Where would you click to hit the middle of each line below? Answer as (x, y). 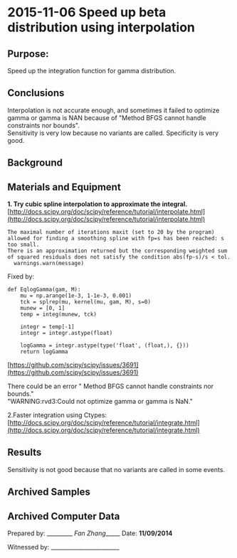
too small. (23, 245)
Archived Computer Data (64, 516)
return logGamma (44, 352)
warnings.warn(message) (49, 264)
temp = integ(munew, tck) (59, 315)
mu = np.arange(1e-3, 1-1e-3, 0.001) (76, 296)
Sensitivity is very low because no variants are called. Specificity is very (113, 133)
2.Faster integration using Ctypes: (57, 415)
